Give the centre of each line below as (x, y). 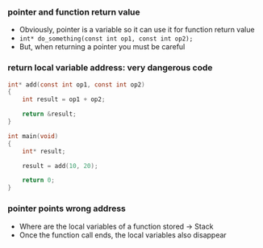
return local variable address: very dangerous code (110, 68)
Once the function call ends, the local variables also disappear (123, 235)
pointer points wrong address (67, 208)
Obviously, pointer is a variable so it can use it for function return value (137, 30)
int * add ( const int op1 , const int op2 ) (77, 84)
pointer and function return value (74, 12)
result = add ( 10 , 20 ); (60, 166)
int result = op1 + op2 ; (64, 99)
